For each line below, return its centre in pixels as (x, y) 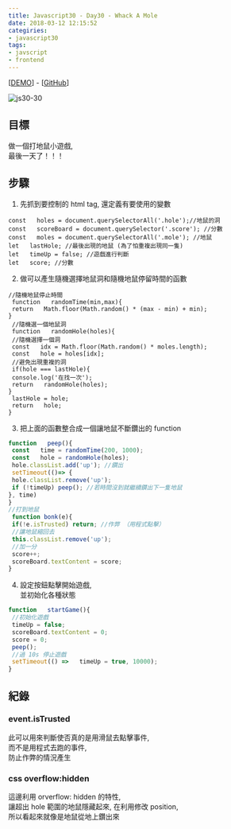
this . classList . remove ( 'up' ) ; (62, 539)
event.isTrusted (39, 719)
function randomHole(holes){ (63, 331)
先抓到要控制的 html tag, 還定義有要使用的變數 (95, 204)
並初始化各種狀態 (48, 595)
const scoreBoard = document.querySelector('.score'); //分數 (115, 229)
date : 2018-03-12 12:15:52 (53, 23)
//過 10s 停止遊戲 (39, 654)
